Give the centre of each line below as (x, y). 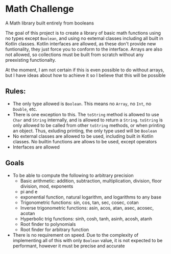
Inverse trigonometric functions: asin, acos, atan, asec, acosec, (87, 208)
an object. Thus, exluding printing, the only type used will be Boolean (85, 131)
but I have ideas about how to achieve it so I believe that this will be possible (86, 75)
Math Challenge (40, 9)
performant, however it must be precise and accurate (69, 246)
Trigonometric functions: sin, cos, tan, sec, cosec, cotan (79, 202)
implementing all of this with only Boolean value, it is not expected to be (88, 240)
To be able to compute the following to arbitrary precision (73, 175)
